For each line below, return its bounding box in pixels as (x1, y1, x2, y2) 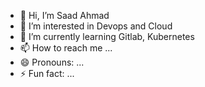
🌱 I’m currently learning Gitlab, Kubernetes (19, 31, 195, 42)
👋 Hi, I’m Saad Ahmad (19, 10, 110, 21)
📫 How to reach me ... (19, 42, 113, 54)
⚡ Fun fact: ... (19, 68, 75, 79)
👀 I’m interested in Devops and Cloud (19, 20, 173, 32)
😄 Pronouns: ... (19, 56, 85, 68)
